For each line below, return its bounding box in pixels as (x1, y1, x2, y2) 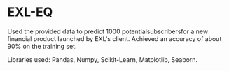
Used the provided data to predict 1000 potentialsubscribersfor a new (7, 27, 209, 35)
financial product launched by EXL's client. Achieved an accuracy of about (7, 34, 222, 42)
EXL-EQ (7, 4, 53, 20)
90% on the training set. (7, 42, 77, 50)
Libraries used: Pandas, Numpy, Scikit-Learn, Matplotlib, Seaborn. (7, 55, 198, 63)
